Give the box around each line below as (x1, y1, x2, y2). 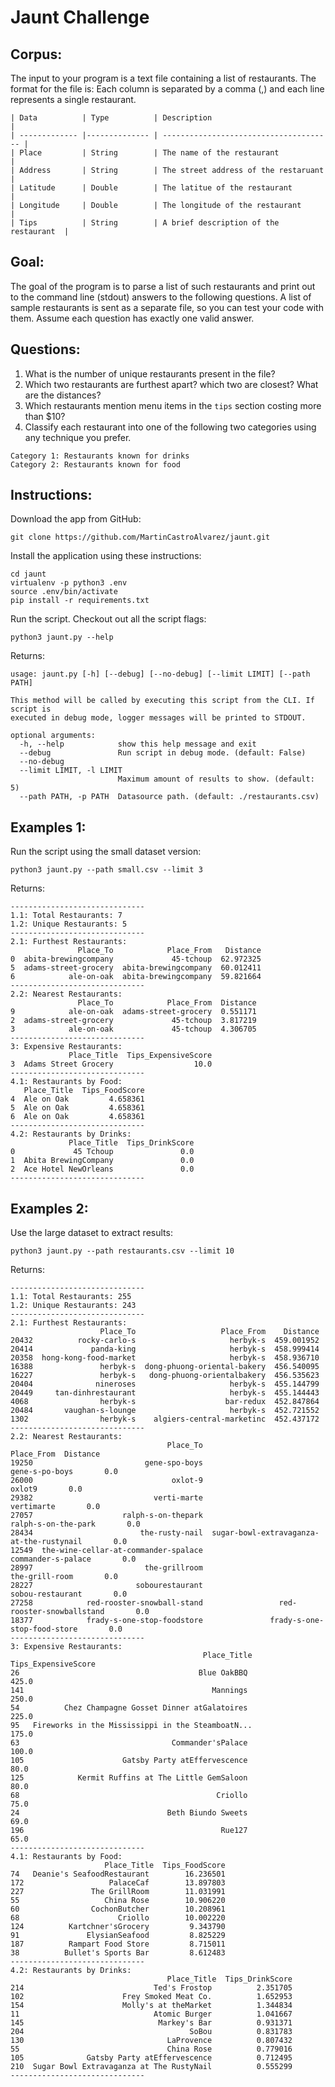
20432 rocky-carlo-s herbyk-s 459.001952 (10, 1336, 320, 1346)
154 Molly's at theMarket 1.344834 (10, 2001, 293, 2011)
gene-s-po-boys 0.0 (10, 1467, 118, 1477)
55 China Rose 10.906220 (10, 1896, 226, 1906)
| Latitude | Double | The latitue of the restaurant (10, 183, 293, 193)
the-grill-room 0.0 (10, 1572, 118, 1582)
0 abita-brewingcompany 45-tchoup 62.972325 (10, 954, 262, 965)
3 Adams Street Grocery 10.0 (10, 1059, 213, 1070)
